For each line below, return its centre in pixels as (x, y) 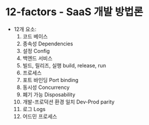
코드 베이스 (35, 36)
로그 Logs (34, 109)
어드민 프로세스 (40, 116)
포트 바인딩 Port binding (51, 80)
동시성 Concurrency (46, 87)
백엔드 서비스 (38, 58)
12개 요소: (25, 29)
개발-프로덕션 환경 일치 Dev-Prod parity (68, 102)
